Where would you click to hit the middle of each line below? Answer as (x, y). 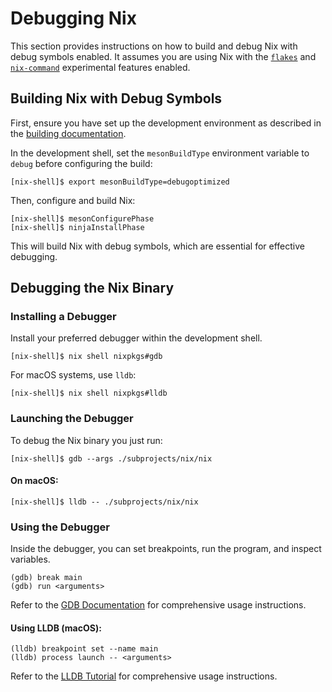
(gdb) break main (46, 578)
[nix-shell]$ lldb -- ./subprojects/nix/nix (104, 502)
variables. (30, 559)
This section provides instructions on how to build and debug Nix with (154, 46)
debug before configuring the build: (81, 163)
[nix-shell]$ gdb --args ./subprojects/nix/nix (111, 458)
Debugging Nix (73, 18)
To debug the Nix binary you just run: (86, 440)
